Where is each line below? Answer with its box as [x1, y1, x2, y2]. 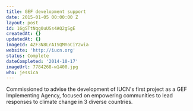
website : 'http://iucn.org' [6, 47, 76, 53]
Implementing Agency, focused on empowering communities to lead [6, 92, 173, 99]
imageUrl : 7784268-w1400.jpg [6, 64, 78, 70]
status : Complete [6, 53, 49, 59]
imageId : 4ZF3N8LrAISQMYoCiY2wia [6, 42, 89, 48]
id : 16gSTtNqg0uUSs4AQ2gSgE [6, 25, 76, 31]
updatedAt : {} [6, 36, 42, 42]
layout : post [6, 20, 39, 26]
